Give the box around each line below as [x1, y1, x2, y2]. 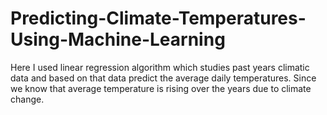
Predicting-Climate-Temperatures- [10, 7, 307, 30]
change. [10, 93, 45, 105]
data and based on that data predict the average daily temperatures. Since [10, 72, 317, 84]
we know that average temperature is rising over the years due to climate [10, 82, 312, 94]
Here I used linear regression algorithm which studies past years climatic [10, 61, 310, 73]
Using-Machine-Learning [10, 28, 226, 51]
